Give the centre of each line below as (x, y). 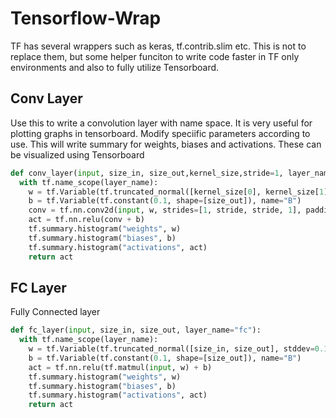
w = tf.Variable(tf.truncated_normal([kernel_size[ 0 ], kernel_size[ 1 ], (180, 192)
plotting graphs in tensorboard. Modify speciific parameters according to (160, 133)
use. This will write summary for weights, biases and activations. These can (166, 144)
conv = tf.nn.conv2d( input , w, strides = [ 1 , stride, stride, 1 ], (165, 210)
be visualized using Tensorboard (77, 154)
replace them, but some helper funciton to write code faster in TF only (155, 56)
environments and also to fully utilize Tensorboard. (115, 67)
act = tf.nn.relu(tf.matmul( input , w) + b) (120, 367)
